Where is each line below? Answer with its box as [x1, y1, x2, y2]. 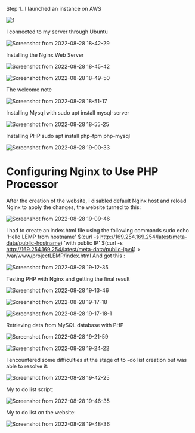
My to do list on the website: [6, 409, 76, 416]
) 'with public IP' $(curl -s [60, 239, 123, 247]
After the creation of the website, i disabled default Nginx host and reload [6, 197, 187, 204]
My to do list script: [6, 385, 54, 393]
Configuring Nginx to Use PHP [6, 165, 159, 179]
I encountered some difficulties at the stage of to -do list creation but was [6, 356, 187, 363]
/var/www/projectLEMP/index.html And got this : [6, 252, 125, 259]
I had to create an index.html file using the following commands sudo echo [6, 226, 190, 234]
